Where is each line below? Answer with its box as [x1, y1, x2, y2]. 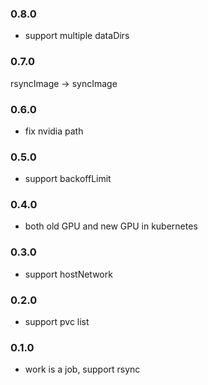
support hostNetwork [24, 268, 113, 280]
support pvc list [24, 316, 90, 328]
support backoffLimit [24, 173, 112, 185]
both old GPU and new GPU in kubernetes [24, 220, 198, 232]
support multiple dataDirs [24, 30, 130, 42]
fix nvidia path [24, 125, 84, 137]
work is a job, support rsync [24, 363, 141, 376]
